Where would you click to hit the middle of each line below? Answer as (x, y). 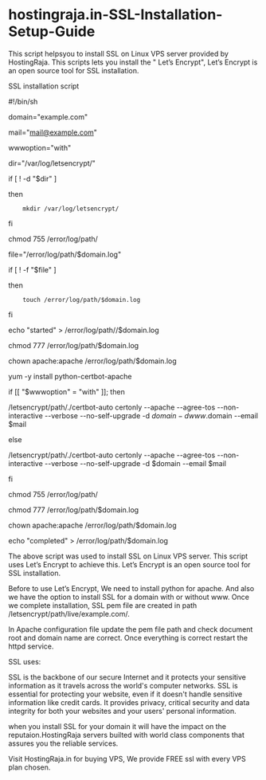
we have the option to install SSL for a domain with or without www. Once (129, 597)
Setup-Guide (52, 31)
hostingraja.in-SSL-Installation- (115, 15)
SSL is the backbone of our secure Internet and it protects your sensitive (127, 677)
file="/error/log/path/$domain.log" (65, 254)
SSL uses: (25, 661)
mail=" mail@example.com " (53, 132)
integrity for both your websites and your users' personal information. (122, 711)
